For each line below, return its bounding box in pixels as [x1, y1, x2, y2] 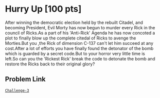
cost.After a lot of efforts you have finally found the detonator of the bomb [5, 45, 154, 51]
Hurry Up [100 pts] [5, 3, 82, 15]
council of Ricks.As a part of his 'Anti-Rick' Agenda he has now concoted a [5, 30, 155, 36]
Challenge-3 [5, 88, 29, 93]
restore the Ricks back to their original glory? [5, 61, 95, 67]
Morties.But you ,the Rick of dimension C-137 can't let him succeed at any [5, 40, 154, 46]
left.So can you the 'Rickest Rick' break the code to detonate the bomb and [5, 56, 156, 61]
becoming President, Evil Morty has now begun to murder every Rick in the [5, 24, 156, 30]
